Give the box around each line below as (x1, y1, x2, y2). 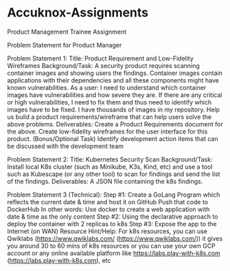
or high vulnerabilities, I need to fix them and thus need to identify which (7, 98, 212, 106)
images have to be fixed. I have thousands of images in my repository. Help (7, 105, 220, 113)
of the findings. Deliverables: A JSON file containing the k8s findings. (7, 177, 203, 185)
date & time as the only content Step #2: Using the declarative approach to (7, 212, 218, 221)
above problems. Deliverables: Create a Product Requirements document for (7, 120, 223, 128)
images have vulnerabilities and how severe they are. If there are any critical (7, 91, 222, 99)
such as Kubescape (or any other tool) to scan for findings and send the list (7, 170, 221, 178)
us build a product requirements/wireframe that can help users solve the (7, 112, 212, 121)
